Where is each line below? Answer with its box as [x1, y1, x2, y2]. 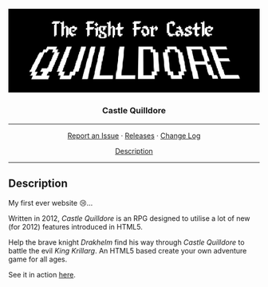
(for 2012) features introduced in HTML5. [8, 222, 144, 231]
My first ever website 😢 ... [8, 198, 93, 207]
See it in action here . [8, 269, 76, 279]
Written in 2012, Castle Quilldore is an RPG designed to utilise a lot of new [8, 213, 250, 223]
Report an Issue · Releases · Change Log [67, 131, 201, 140]
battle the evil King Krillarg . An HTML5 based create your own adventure [8, 246, 247, 255]
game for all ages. [8, 254, 68, 264]
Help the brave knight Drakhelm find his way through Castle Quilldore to [8, 237, 245, 247]
